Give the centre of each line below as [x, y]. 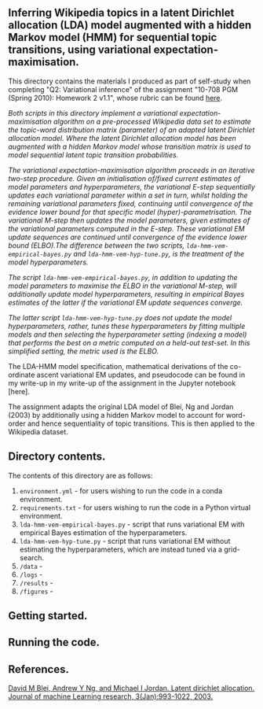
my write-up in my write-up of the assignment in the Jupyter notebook [122, 383]
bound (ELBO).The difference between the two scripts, [97, 245]
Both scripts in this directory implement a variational [93, 113]
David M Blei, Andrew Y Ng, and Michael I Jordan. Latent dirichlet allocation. [131, 689]
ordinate [22, 375]
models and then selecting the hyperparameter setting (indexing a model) [128, 334]
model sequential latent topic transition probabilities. [93, 155]
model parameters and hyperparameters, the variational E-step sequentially [131, 186]
